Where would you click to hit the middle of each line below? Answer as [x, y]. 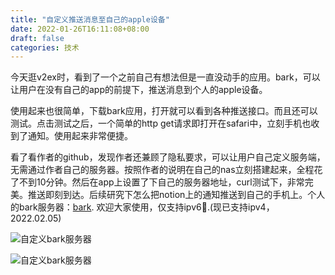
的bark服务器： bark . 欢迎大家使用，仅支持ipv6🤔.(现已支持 [129, 207]
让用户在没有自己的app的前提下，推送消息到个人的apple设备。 [139, 90]
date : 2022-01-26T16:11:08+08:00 [80, 29]
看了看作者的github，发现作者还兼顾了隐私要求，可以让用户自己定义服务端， [168, 157]
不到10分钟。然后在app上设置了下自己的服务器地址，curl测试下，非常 [161, 182]
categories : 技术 [45, 47]
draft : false [37, 38]
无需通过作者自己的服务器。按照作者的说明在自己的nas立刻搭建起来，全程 [162, 170]
